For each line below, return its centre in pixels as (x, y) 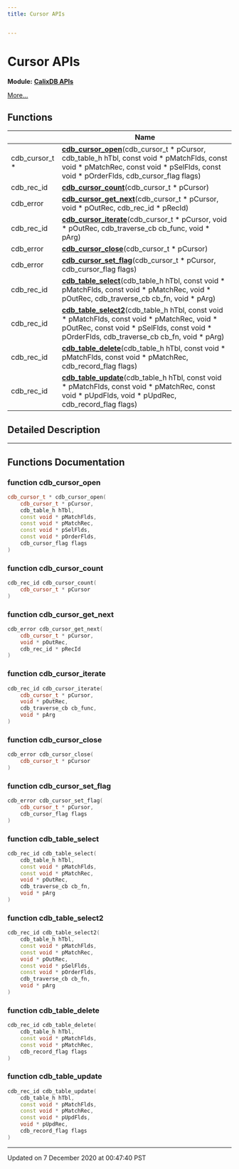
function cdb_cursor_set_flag (59, 786)
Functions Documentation (66, 462)
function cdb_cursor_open (54, 482)
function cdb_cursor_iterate (57, 674)
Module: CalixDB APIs (41, 81)
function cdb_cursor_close (55, 740)
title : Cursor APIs (36, 14)
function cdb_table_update (55, 1077)
